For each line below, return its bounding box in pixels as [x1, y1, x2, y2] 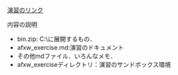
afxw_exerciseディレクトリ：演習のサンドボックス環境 [16, 61, 171, 68]
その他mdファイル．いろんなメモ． [16, 52, 116, 60]
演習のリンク [7, 6, 43, 14]
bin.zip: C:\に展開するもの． [16, 35, 96, 43]
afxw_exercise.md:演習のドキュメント [16, 44, 125, 51]
